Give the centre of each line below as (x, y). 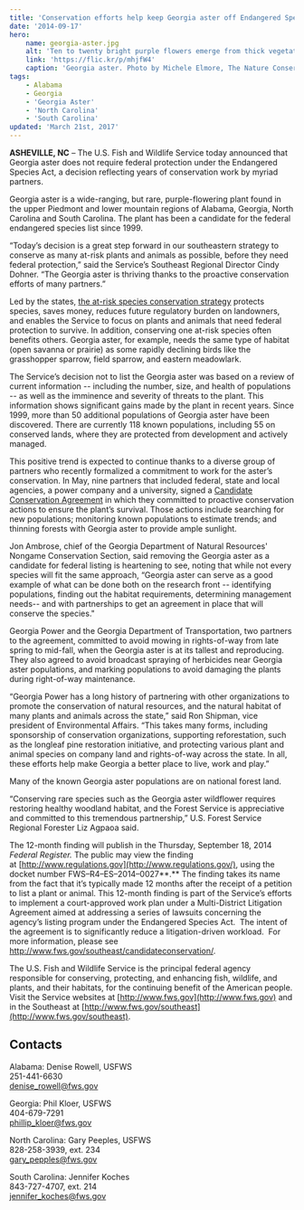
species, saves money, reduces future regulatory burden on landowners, (145, 311)
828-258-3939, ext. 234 (55, 1149)
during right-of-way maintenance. (72, 679)
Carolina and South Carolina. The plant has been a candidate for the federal (150, 218)
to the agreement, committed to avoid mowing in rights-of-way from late (144, 640)
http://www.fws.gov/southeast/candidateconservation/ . (113, 951)
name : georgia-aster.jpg (72, 43)
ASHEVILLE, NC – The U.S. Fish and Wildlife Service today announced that (148, 153)
